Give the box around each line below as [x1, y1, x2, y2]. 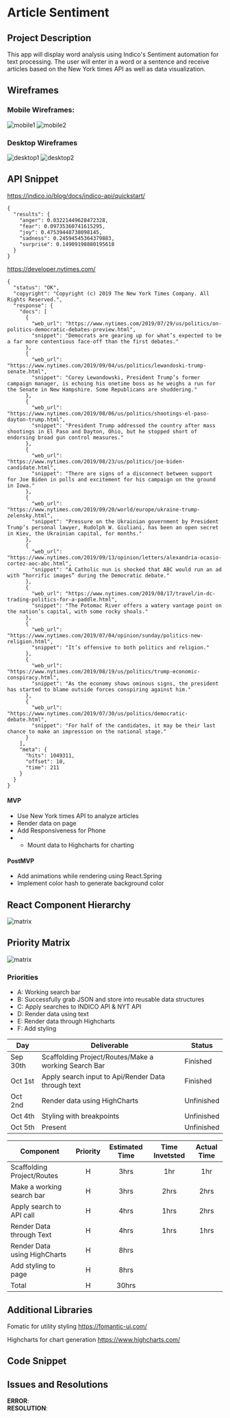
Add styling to [10, 1261, 55, 1271]
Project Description [7, 32, 92, 44]
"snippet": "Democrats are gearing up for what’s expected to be [31, 332, 222, 339]
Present [41, 1122, 67, 1132]
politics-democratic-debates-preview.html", [7, 326, 136, 333]
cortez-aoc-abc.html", [7, 560, 72, 567]
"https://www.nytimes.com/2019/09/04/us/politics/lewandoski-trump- [7, 362, 207, 369]
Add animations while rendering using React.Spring [16, 872, 162, 880]
